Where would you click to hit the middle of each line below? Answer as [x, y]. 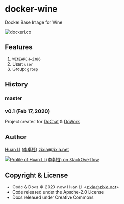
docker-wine [31, 9]
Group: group [25, 69]
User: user [22, 64]
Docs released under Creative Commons [53, 197]
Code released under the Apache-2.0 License [58, 192]
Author [16, 137]
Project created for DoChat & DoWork [43, 122]
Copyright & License [36, 175]
